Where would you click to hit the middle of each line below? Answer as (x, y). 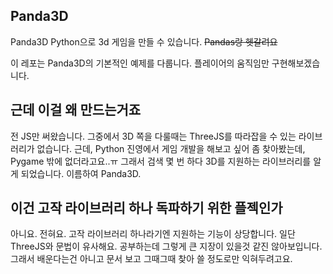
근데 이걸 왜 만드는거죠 (76, 110)
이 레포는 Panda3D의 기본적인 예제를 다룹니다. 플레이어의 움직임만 (140, 63)
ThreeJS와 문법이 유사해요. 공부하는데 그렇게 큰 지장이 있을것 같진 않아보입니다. (166, 246)
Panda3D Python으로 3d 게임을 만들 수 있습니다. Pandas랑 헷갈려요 (144, 41)
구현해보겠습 (296, 63)
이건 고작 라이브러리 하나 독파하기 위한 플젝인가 (146, 208)
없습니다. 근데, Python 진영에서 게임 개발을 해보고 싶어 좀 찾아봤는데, (171, 148)
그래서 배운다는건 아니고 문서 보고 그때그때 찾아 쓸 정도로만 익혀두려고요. (151, 259)
